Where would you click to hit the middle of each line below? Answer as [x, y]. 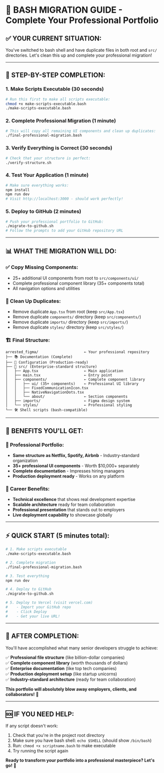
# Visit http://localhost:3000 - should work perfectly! [64, 199]
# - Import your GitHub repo [38, 607]
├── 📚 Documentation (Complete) [39, 357]
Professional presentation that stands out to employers [69, 510]
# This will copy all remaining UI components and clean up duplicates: [81, 131]
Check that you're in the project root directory [59, 735]
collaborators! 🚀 [22, 694]
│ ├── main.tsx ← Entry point [59, 376]
